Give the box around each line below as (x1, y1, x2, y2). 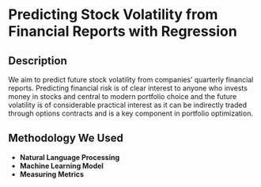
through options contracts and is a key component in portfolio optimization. (8, 109, 253, 118)
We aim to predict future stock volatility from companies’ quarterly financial (8, 75, 254, 84)
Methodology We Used (8, 132, 124, 145)
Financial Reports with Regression (8, 22, 237, 40)
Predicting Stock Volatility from (8, 6, 218, 24)
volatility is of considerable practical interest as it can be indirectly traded (8, 101, 248, 109)
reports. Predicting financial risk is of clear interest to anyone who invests (8, 83, 248, 93)
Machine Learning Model (19, 161, 104, 170)
